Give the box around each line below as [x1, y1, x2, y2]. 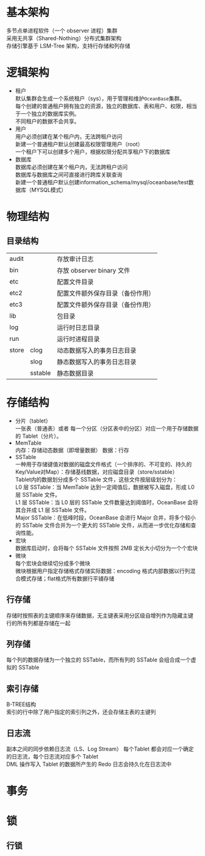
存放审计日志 [57, 254, 94, 263]
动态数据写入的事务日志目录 [57, 346, 137, 354]
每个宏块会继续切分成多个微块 [15, 559, 90, 567]
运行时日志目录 [57, 323, 100, 332]
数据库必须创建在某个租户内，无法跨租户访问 [15, 163, 128, 171]
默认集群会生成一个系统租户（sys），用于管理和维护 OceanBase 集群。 [15, 95, 185, 102]
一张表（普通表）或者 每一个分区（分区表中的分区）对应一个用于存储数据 [15, 424, 199, 432]
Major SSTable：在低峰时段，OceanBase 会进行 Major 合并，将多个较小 [15, 513, 196, 521]
